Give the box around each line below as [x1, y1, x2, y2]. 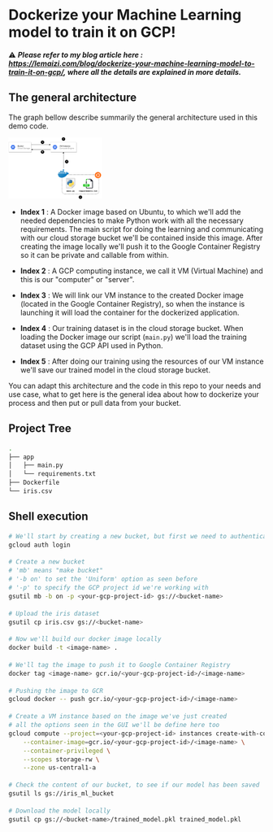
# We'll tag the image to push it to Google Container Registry [8, 660, 231, 669]
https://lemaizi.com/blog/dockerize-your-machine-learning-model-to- [8, 59, 255, 68]
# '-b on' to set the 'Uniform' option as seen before [8, 575, 198, 583]
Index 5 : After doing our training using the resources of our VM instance [19, 356, 264, 366]
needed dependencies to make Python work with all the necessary [19, 216, 244, 225]
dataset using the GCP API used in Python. [19, 340, 163, 351]
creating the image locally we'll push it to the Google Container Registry [19, 242, 261, 251]
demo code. [8, 120, 49, 131]
